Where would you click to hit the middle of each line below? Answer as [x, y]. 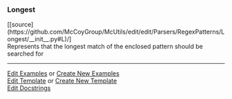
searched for [25, 54]
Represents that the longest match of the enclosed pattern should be [105, 47]
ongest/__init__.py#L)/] [39, 39]
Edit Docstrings [29, 88]
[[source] [20, 25]
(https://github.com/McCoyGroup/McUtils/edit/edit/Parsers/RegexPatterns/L [116, 32]
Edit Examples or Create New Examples [63, 74]
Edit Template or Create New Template [62, 81]
